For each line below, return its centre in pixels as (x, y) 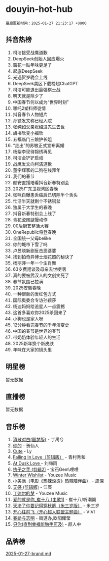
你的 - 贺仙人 (26, 446)
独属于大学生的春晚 (32, 207)
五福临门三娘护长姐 (32, 139)
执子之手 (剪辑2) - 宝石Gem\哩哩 (46, 469)
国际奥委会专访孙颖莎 (34, 300)
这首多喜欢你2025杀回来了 (40, 312)
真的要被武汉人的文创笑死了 (41, 275)
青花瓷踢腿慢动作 (30, 219)
